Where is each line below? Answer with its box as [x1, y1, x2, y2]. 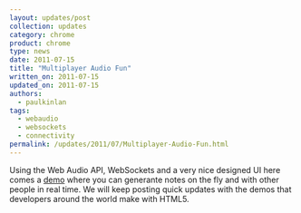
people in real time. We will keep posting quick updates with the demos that [9, 183, 292, 195]
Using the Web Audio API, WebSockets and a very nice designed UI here [9, 164, 281, 175]
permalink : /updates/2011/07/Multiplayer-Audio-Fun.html [9, 140, 229, 149]
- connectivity [17, 131, 75, 140]
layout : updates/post [9, 13, 92, 23]
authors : [9, 89, 43, 98]
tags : [9, 106, 30, 115]
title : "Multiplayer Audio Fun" [9, 64, 131, 73]
